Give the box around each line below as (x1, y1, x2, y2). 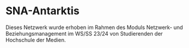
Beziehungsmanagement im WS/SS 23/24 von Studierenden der (5, 30, 163, 37)
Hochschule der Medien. (5, 36, 66, 43)
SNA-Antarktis (5, 4, 80, 18)
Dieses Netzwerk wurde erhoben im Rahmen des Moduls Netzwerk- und (5, 24, 184, 31)
